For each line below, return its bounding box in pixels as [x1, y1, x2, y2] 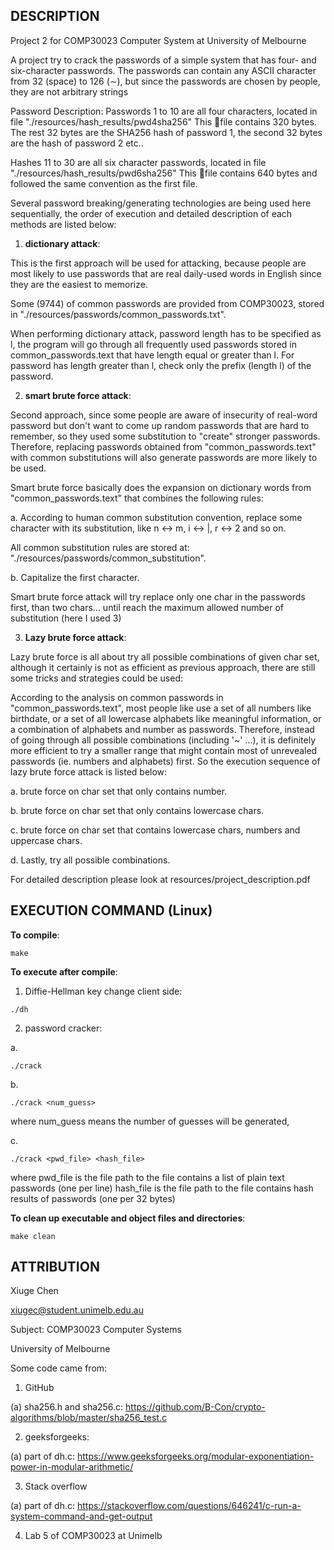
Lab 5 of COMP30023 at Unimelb [24, 1530, 163, 1542]
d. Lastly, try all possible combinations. [10, 854, 171, 866]
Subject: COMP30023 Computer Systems [10, 1324, 182, 1336]
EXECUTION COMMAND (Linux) [10, 902, 213, 919]
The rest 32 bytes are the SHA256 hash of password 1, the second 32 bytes [10, 126, 323, 138]
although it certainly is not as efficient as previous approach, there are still [10, 661, 316, 673]
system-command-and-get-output [10, 1510, 153, 1523]
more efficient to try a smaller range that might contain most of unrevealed [10, 744, 318, 756]
